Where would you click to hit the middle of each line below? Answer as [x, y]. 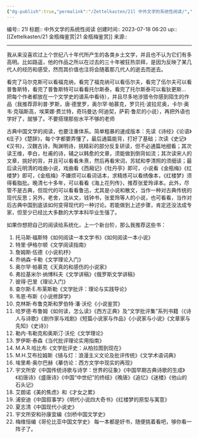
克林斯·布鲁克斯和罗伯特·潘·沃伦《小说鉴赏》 [69, 304]
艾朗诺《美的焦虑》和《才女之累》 [56, 392]
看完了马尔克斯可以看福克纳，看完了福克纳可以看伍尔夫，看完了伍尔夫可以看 [99, 82]
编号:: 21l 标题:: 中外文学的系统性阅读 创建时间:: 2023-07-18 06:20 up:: [92, 29]
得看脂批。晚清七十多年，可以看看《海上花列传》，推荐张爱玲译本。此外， [95, 183]
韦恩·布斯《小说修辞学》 [44, 296]
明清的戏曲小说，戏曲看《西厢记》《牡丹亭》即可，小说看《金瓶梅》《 [104, 168]
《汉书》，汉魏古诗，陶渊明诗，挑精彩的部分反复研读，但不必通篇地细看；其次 [99, 146]
